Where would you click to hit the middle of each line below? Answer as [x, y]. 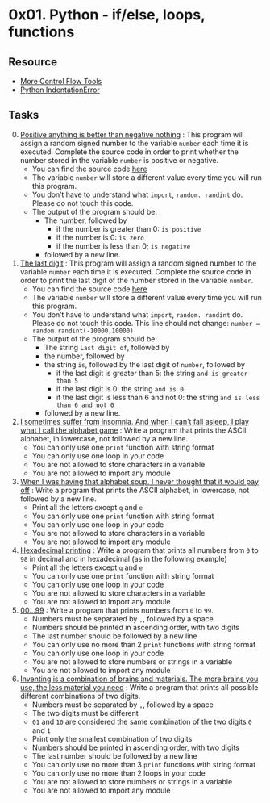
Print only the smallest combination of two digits [112, 738]
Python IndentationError [60, 90]
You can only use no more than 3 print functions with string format [144, 764]
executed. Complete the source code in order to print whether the [129, 152]
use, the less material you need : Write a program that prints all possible [139, 687]
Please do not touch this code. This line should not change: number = [146, 323]
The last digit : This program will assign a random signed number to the [138, 263]
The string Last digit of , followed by [107, 347]
